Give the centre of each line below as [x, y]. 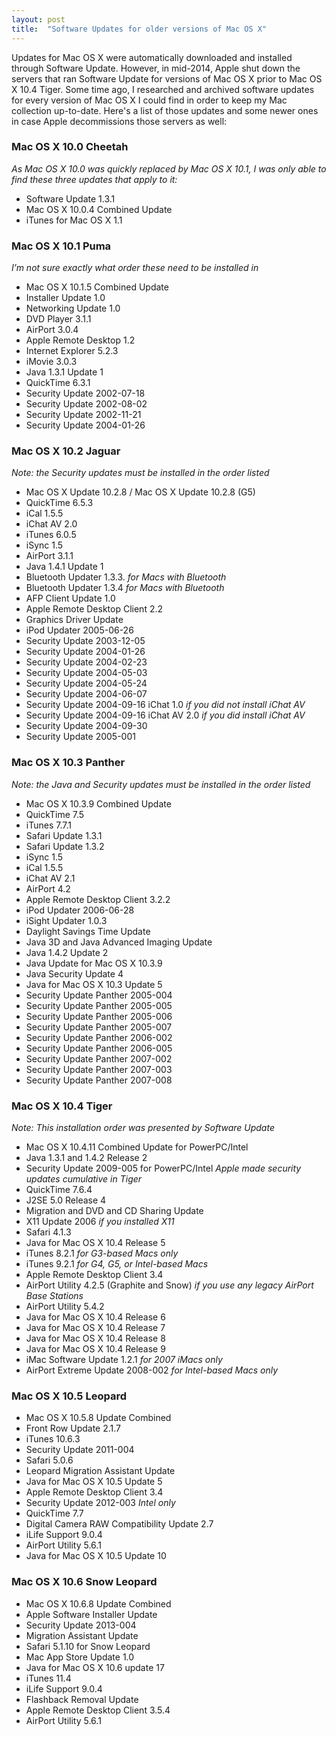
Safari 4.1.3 [48, 1232]
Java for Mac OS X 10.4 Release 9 [95, 1348]
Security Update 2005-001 [80, 737]
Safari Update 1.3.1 [64, 835]
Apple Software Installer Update [91, 1614]
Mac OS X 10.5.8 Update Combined [98, 1418]
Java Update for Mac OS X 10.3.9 [94, 963]
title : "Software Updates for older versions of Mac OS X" [139, 29]
